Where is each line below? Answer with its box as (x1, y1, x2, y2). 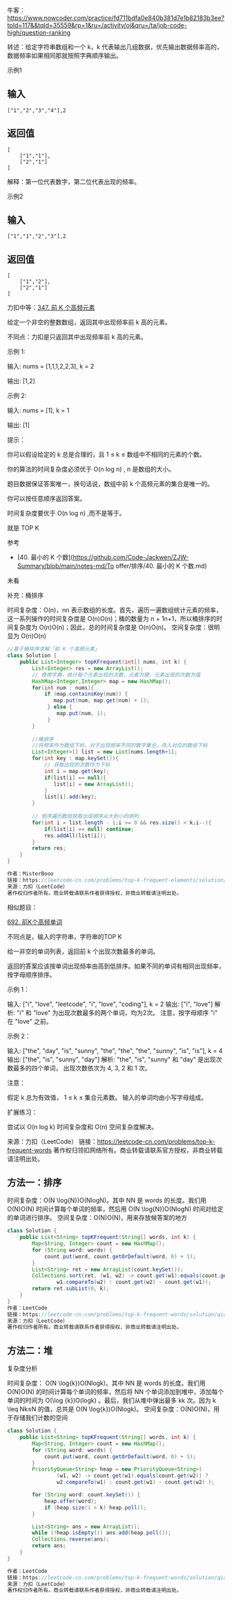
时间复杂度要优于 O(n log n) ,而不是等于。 (7, 509, 126, 517)
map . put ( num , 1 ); (56, 710, 107, 717)
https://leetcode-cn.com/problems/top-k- (97, 1137, 215, 1146)
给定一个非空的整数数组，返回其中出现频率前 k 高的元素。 (7, 318, 171, 326)
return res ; (32, 845, 67, 852)
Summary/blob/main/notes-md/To (17, 562, 115, 570)
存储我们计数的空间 (12, 1413, 68, 1422)
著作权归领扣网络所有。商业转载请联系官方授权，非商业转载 (52, 1146, 223, 1154)
